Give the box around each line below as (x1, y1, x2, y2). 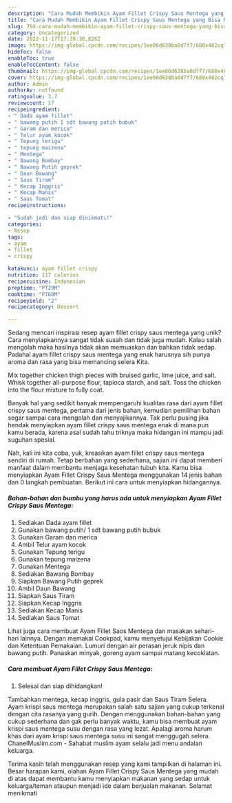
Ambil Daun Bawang (17, 584, 76, 592)
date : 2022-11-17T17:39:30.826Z (8, 36, 101, 43)
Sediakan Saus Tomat (17, 614, 80, 622)
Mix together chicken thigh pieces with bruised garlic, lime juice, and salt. (8, 371, 216, 379)
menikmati (8, 789, 37, 797)
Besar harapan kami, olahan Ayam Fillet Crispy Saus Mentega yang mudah (8, 767, 219, 775)
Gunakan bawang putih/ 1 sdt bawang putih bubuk (17, 526, 161, 534)
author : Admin (8, 81, 49, 87)
